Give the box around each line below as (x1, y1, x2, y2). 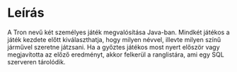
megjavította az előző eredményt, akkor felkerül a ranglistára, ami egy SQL (7, 50, 224, 59)
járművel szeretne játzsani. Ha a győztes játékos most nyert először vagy (7, 43, 221, 51)
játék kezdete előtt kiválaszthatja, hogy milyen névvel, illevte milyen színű (7, 35, 221, 43)
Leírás (7, 5, 45, 21)
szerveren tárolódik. (7, 57, 66, 66)
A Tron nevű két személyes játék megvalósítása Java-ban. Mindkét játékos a (7, 28, 230, 36)
